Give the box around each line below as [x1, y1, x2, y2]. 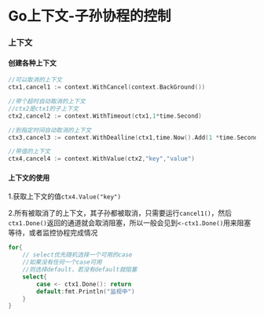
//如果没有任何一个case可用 [22, 258, 102, 267]
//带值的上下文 [8, 148, 51, 155]
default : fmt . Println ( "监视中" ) [36, 287, 135, 295]
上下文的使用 [8, 173, 49, 182]
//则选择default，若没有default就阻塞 [22, 266, 137, 274]
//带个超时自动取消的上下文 [8, 97, 86, 106]
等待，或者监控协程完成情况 [8, 228, 98, 238]
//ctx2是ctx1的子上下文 [8, 104, 79, 112]
